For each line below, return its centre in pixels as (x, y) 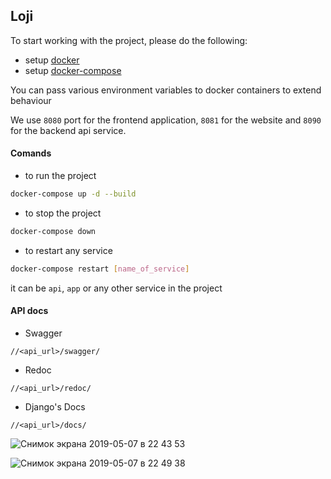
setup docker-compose (73, 70)
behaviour (31, 100)
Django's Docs (55, 406)
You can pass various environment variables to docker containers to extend (166, 90)
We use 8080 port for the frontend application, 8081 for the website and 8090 (166, 120)
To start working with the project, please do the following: (129, 40)
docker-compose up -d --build (73, 194)
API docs (29, 311)
